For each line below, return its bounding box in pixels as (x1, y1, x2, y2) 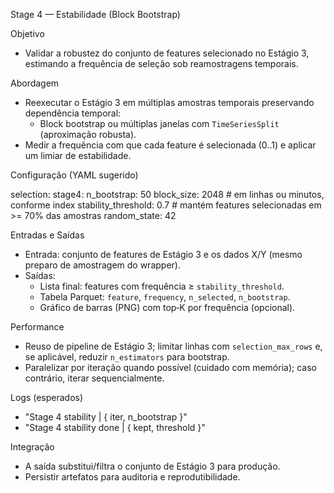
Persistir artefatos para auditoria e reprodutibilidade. (24, 471, 241, 483)
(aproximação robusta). (39, 129, 137, 140)
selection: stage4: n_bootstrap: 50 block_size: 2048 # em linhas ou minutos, (10, 189, 325, 200)
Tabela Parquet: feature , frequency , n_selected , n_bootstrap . (39, 291, 291, 303)
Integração (10, 441, 55, 453)
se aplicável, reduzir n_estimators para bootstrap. (24, 351, 230, 363)
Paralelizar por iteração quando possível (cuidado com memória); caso (24, 362, 317, 373)
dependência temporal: (24, 107, 122, 119)
